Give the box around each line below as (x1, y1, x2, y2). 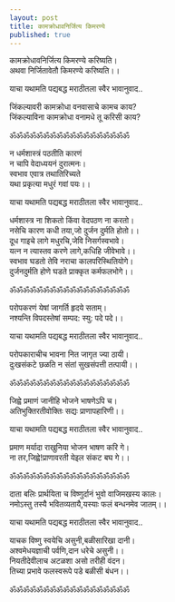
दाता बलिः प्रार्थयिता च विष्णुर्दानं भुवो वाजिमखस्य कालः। (9, 489, 162, 499)
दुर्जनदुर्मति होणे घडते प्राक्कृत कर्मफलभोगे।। (9, 266, 134, 277)
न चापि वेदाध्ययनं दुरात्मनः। (9, 158, 86, 169)
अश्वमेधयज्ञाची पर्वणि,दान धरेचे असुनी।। (9, 546, 125, 557)
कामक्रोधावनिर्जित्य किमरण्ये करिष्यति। (9, 55, 118, 66)
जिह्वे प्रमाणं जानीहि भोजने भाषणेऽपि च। (9, 396, 118, 407)
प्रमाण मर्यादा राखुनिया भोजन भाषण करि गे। (9, 442, 130, 453)
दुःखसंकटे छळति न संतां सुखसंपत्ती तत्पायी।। (9, 360, 139, 370)
